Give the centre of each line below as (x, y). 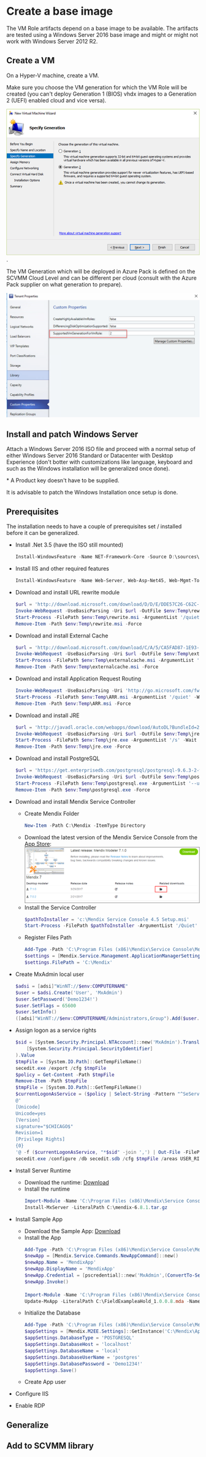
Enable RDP (30, 1405)
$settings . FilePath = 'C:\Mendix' (68, 963)
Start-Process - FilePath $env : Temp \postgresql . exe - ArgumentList (100, 783)
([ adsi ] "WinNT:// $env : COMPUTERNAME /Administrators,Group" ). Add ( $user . (107, 1019)
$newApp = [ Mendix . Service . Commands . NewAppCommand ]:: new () (101, 1256)
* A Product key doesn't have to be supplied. (63, 480)
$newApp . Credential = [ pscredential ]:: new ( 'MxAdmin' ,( (96, 1275)
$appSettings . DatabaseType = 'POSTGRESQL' (79, 1338)
